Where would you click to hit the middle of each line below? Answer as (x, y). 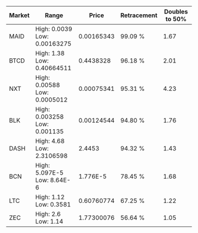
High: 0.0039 (54, 29)
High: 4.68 (50, 141)
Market (19, 15)
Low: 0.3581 (53, 204)
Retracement (139, 15)
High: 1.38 (50, 53)
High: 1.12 (50, 197)
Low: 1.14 (49, 221)
